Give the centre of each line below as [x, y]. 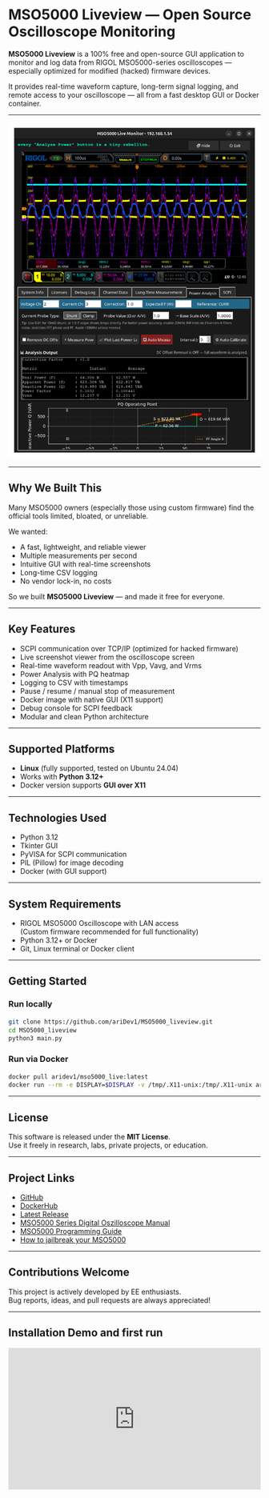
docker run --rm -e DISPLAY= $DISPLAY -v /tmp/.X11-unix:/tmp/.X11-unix [130, 1085]
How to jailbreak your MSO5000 [73, 1240]
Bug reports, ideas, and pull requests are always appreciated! [109, 1300]
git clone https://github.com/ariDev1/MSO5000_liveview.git [111, 1022]
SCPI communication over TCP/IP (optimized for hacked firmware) [129, 648]
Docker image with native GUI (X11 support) [92, 699]
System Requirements [65, 904]
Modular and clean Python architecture [84, 716]
